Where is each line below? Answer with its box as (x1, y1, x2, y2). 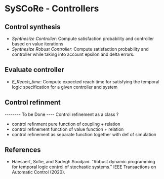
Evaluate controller (4, 66, 65, 74)
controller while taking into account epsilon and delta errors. (11, 51, 135, 57)
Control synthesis (4, 23, 61, 31)
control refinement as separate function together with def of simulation (11, 131, 157, 137)
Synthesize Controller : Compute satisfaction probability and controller (11, 36, 154, 41)
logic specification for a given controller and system (11, 84, 118, 90)
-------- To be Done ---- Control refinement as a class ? (4, 111, 119, 117)
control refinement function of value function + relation (11, 126, 124, 132)
